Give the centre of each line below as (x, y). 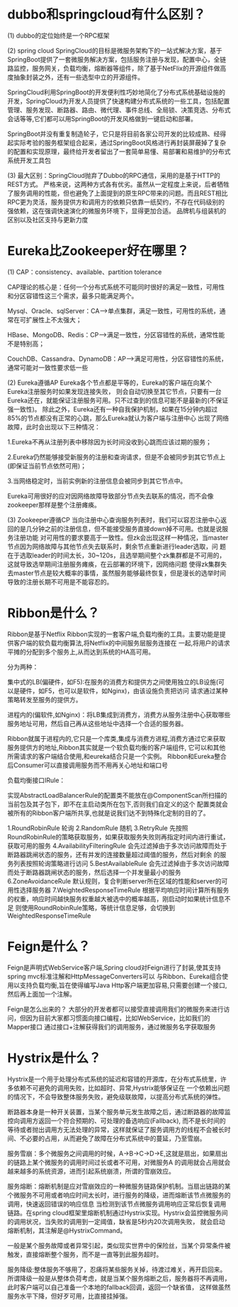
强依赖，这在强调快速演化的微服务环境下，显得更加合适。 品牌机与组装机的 (117, 210)
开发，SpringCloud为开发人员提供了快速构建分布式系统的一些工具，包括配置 (119, 101)
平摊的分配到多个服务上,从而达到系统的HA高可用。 (81, 652)
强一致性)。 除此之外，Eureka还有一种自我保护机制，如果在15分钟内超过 (113, 409)
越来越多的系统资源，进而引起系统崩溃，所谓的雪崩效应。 (91, 1171)
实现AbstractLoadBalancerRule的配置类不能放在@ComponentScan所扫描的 (117, 795)
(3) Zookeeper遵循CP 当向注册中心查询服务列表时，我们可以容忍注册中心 (114, 520)
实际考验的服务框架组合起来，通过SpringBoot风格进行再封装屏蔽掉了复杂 (120, 142)
